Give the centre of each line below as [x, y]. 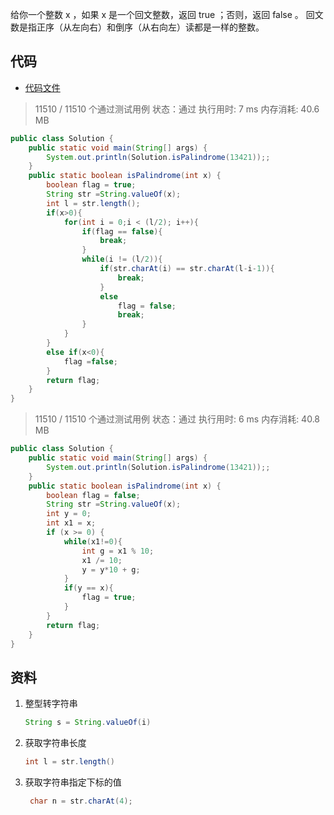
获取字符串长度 [55, 743]
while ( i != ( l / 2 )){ [122, 259]
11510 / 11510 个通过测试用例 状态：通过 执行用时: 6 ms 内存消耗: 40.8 [177, 419]
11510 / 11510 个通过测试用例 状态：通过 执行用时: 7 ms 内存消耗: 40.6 [177, 109]
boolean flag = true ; [91, 185]
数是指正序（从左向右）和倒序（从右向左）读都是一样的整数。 [137, 27]
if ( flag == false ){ [122, 231]
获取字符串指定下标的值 [73, 782]
